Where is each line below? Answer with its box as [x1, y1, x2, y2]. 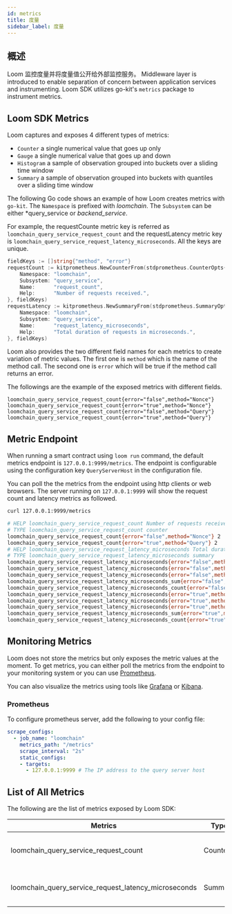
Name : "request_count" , [19, 283, 104, 290]
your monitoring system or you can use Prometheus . [7, 669, 157, 677]
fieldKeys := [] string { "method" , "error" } [7, 258, 131, 265]
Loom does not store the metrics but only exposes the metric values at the [7, 654, 219, 662]
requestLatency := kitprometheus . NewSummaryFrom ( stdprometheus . [7, 303, 196, 310]
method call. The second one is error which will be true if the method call [7, 362, 217, 371]
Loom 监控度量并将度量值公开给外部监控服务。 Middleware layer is [7, 70, 197, 78]
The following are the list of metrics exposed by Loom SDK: [7, 805, 176, 813]
